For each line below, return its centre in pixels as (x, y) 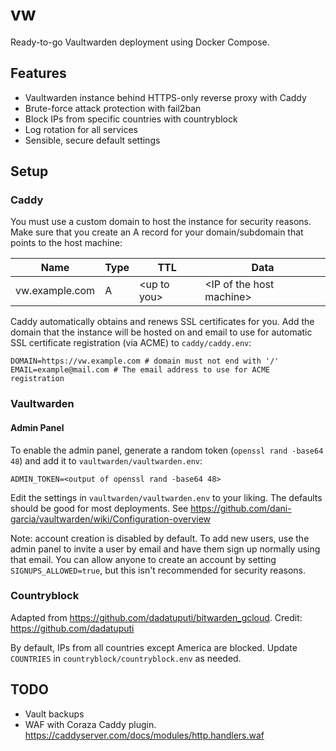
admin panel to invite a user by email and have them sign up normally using (165, 549)
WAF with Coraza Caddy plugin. (90, 724)
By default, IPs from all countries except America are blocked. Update (154, 647)
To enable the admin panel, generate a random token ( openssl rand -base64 (167, 450)
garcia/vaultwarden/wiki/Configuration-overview (111, 519)
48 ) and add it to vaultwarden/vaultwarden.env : (106, 460)
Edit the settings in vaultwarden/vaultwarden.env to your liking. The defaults (166, 497)
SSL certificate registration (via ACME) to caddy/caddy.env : (131, 343)
